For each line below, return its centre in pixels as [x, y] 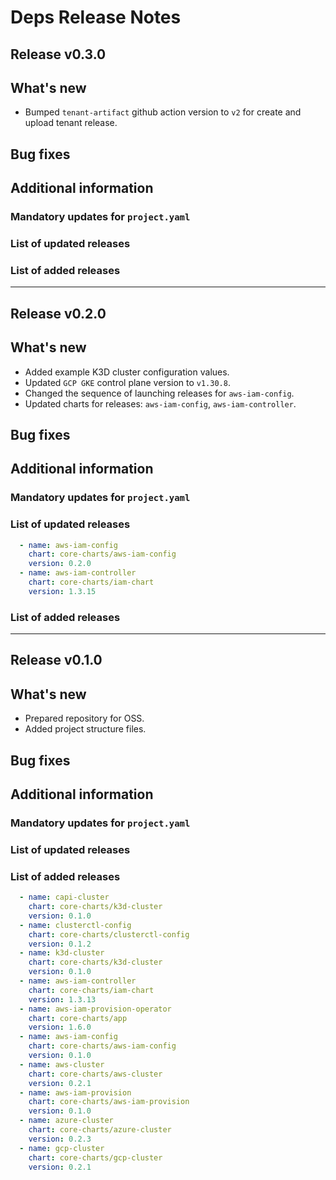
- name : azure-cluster [66, 1121]
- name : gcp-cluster [62, 1148]
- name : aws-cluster [62, 1064]
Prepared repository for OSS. [84, 718]
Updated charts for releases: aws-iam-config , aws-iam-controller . [160, 403]
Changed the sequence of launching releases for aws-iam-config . [159, 393]
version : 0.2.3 [60, 1139]
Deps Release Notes [96, 17]
